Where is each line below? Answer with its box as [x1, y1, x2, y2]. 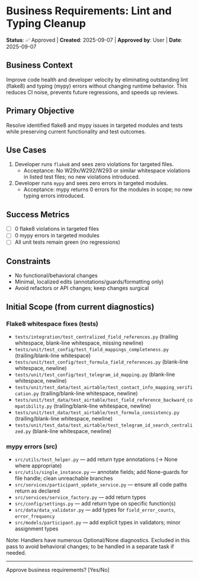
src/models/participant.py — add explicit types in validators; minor [14, 519, 181, 526]
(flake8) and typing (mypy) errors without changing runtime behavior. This [6, 82, 187, 90]
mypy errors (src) [6, 442, 57, 450]
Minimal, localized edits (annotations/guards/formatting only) [14, 278, 164, 285]
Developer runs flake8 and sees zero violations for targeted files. [14, 161, 174, 168]
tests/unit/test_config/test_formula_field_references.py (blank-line [14, 358, 188, 365]
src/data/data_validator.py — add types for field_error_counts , [14, 506, 176, 514]
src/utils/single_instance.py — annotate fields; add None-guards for [14, 469, 188, 476]
